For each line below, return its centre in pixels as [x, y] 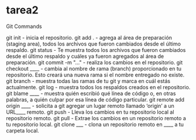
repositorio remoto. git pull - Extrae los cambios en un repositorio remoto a [96, 118]
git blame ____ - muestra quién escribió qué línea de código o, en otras [91, 93]
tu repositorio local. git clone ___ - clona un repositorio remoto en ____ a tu [95, 124]
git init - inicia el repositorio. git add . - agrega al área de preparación [89, 37]
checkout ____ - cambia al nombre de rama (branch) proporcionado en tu [94, 68]
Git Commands [24, 26]
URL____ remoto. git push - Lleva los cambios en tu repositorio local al [90, 112]
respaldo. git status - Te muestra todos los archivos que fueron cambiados [96, 50]
